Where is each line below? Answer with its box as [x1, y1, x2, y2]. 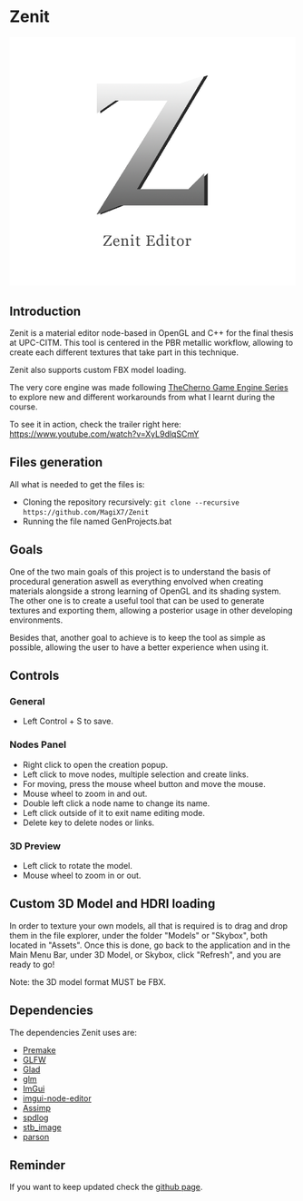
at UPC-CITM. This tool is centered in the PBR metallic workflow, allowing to [9, 338, 293, 348]
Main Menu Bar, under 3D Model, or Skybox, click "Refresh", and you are [9, 949, 281, 960]
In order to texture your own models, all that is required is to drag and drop [9, 920, 288, 931]
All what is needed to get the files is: [9, 478, 145, 489]
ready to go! [9, 959, 55, 970]
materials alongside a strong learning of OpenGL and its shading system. [9, 586, 281, 596]
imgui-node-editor [22, 1092, 93, 1104]
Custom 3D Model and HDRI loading [9, 896, 216, 911]
